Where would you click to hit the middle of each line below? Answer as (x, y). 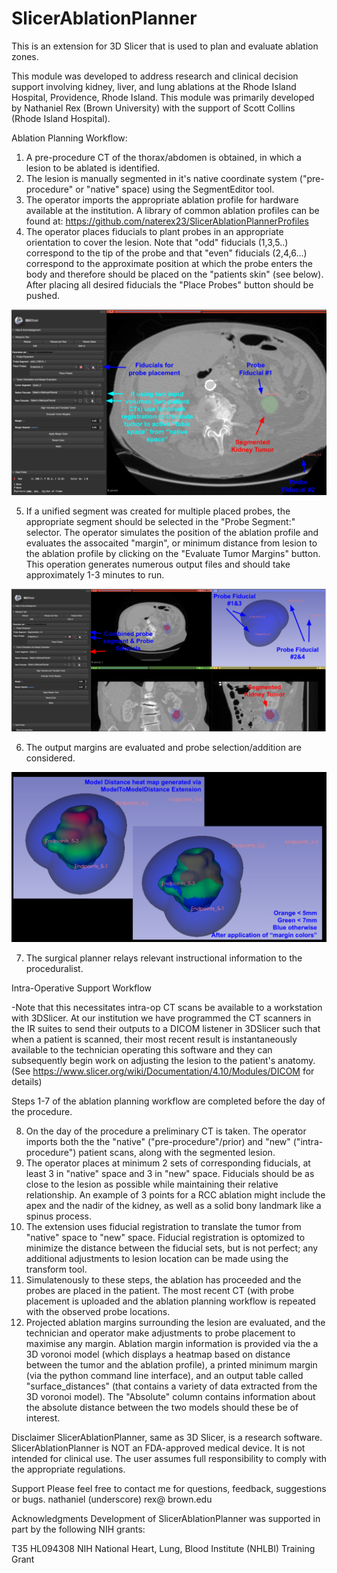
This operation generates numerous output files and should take (158, 564)
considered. (50, 758)
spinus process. (59, 1216)
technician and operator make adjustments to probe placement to (160, 1333)
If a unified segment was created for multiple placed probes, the (158, 511)
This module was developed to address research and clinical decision (155, 76)
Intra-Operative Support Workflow (82, 988)
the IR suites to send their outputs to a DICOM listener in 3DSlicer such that (166, 1028)
